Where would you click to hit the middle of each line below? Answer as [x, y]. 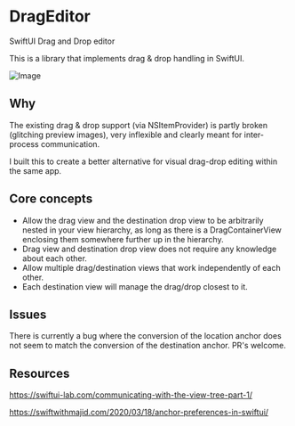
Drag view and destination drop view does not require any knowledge [149, 249]
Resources [40, 373]
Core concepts [51, 199]
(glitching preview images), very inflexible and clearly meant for [126, 135]
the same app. [36, 170]
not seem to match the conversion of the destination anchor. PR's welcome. [148, 346]
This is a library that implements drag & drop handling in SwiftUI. [127, 58]
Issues [28, 314]
